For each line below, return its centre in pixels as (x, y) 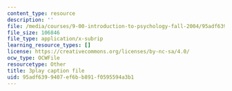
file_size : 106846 (33, 32)
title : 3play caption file (46, 70)
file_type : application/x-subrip (55, 39)
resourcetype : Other (37, 64)
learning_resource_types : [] (49, 45)
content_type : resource (41, 13)
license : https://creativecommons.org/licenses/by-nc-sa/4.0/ (98, 52)
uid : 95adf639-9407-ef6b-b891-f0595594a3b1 (71, 77)
